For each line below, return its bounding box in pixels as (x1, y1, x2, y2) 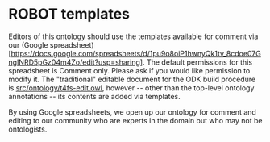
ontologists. (8, 124, 48, 134)
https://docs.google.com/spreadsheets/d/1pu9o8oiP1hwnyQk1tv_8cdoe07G (10, 48, 262, 58)
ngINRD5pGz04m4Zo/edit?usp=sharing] (8, 57, 143, 67)
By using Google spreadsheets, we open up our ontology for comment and (8, 106, 256, 117)
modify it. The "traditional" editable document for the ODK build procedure (8, 74, 256, 84)
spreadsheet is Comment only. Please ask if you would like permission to (8, 65, 251, 75)
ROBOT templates (8, 5, 131, 23)
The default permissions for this (146, 57, 252, 67)
